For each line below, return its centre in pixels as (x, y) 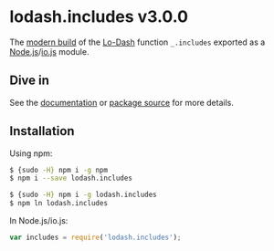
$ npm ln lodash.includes (58, 204)
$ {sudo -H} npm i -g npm (58, 170)
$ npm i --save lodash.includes (71, 178)
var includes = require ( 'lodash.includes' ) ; (95, 238)
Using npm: (31, 153)
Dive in (30, 81)
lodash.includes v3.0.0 (99, 17)
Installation (42, 131)
